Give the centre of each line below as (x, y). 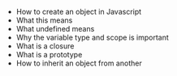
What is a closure (45, 46)
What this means (44, 20)
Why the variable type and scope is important (92, 37)
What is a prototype (49, 55)
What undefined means (55, 29)
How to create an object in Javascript (79, 12)
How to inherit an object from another (79, 63)
